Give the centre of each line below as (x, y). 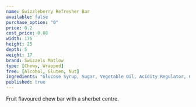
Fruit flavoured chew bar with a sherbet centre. (63, 99)
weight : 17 (19, 55)
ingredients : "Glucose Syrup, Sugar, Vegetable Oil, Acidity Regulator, (96, 77)
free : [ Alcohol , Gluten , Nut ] (43, 71)
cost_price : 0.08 (27, 33)
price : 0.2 (19, 28)
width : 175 (19, 39)
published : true (26, 82)
